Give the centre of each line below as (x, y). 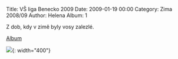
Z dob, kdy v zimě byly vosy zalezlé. (50, 27)
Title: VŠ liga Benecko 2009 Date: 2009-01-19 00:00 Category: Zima (89, 9)
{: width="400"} (32, 50)
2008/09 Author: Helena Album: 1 (47, 15)
